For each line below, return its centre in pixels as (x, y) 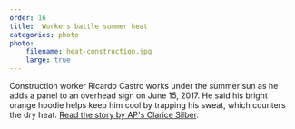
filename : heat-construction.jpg (89, 52)
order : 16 (28, 18)
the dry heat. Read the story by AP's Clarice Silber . (104, 115)
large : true (48, 60)
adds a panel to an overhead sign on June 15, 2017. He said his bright (138, 95)
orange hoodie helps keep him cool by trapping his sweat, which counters (147, 105)
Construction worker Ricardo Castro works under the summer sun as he (144, 86)
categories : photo (44, 35)
